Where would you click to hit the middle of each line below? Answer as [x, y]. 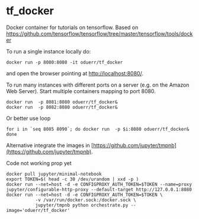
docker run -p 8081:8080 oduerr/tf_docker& [62, 102]
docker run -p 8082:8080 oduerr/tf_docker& [62, 107]
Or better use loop [28, 118]
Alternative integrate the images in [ [50, 145]
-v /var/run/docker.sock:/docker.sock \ [86, 200]
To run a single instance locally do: [49, 51]
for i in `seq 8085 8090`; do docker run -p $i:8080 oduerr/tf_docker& [98, 129]
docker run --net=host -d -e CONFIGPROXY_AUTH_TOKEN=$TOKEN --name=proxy [99, 184]
